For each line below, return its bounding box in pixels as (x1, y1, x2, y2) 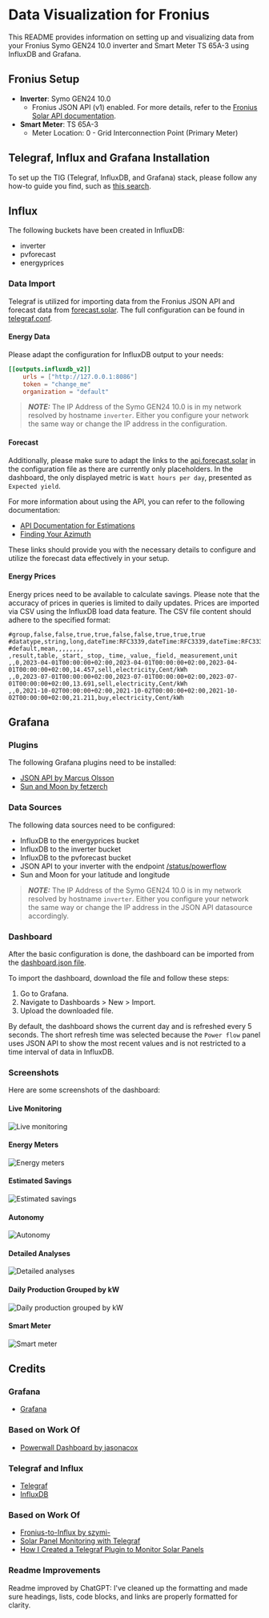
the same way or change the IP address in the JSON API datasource (27, 902, 253, 912)
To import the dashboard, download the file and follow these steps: (8, 974, 230, 983)
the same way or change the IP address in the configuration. (27, 419, 227, 429)
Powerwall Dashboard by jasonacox (19, 1442, 139, 1452)
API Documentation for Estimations (19, 520, 135, 531)
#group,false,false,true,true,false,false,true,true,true (8, 630, 206, 639)
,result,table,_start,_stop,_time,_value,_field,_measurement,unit (8, 652, 239, 660)
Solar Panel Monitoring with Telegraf (19, 1536, 141, 1546)
